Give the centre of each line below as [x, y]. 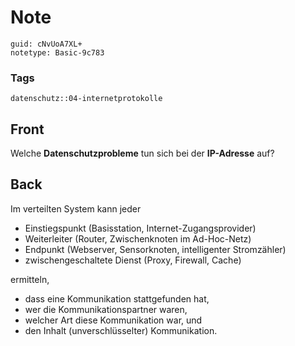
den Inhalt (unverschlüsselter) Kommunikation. [121, 330]
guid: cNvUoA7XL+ [46, 44]
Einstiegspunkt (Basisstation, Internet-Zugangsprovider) [140, 228]
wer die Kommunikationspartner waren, [106, 309]
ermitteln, [30, 279]
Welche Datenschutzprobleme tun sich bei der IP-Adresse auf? [142, 153]
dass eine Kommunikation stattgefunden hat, [117, 298]
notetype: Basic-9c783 [57, 52]
